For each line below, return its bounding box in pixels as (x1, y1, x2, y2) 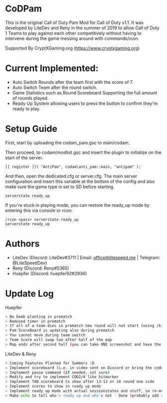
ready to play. (12, 105, 41, 111)
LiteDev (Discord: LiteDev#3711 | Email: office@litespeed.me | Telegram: (12, 254, 161, 260)
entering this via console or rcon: (5, 207, 73, 213)
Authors (5, 238, 40, 249)
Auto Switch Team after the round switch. (12, 84, 98, 90)
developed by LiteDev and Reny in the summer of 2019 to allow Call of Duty (5, 24, 160, 30)
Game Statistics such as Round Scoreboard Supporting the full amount (12, 89, 158, 95)
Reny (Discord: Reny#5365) (12, 265, 70, 271)
